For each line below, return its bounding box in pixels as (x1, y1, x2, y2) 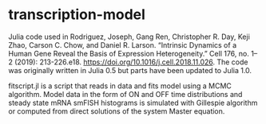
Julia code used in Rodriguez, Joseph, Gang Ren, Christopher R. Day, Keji (8, 32, 250, 41)
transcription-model (8, 6, 146, 24)
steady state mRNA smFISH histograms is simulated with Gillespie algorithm (8, 98, 258, 107)
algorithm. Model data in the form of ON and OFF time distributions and (8, 89, 243, 99)
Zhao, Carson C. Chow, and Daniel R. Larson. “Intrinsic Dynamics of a (8, 40, 237, 49)
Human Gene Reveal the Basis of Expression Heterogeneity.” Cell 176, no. (8, 48, 249, 58)
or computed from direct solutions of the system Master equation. (8, 106, 225, 116)
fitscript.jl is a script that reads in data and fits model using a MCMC (8, 81, 232, 91)
